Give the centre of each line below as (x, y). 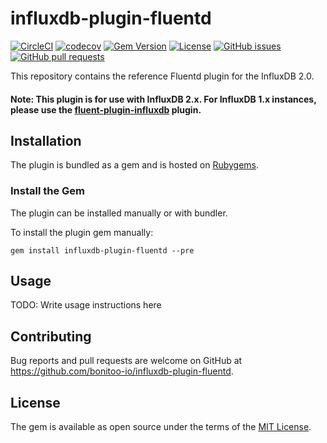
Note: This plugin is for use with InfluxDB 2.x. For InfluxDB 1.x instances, (163, 99)
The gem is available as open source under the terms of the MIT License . (161, 427)
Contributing (51, 336)
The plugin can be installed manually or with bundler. (119, 213)
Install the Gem (48, 191)
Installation (46, 140)
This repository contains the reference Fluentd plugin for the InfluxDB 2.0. (162, 76)
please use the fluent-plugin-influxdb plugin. (106, 109)
